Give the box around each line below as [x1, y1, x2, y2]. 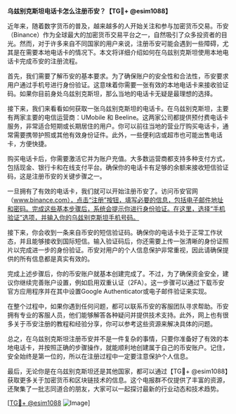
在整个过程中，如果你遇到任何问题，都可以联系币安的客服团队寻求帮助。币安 [7, 302, 229, 310]
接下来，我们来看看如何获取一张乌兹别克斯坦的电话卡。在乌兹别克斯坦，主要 [7, 105, 229, 112]
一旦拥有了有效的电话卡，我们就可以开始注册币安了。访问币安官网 [7, 187, 198, 195]
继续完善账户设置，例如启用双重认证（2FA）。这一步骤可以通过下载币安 [19, 278, 225, 287]
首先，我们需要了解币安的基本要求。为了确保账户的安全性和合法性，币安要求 [7, 72, 229, 80]
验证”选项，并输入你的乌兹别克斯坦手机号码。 [7, 214, 140, 221]
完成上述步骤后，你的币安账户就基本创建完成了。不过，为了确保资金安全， [7, 270, 223, 278]
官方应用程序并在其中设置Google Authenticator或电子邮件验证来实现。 [7, 287, 211, 295]
